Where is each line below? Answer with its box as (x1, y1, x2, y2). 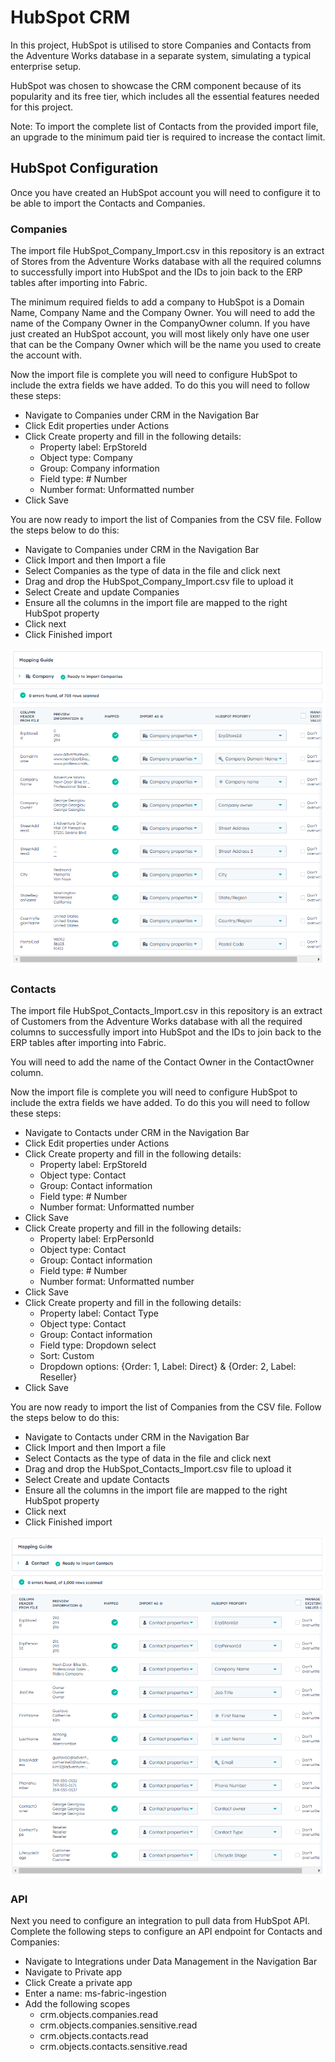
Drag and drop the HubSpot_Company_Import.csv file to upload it (24, 576, 294, 588)
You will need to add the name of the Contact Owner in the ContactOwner (10, 1056, 315, 1068)
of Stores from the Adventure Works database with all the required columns (10, 256, 322, 268)
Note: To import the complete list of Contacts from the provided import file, (10, 120, 319, 132)
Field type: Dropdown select (39, 1339, 157, 1351)
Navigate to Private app (24, 1966, 122, 1978)
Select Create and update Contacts (24, 1474, 170, 1486)
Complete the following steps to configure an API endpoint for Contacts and (10, 1926, 323, 1938)
